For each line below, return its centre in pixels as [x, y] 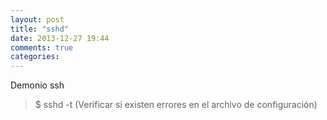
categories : [35, 57]
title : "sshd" [40, 29]
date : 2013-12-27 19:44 [60, 38]
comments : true [42, 47]
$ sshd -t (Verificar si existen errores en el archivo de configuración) [176, 105]
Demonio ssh [37, 85]
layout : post [37, 19]
